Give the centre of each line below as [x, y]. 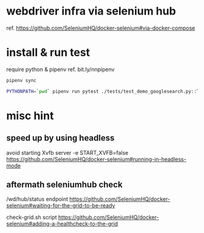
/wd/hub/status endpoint [37, 199]
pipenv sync [21, 80]
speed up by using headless [60, 138]
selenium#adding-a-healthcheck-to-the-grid [62, 224]
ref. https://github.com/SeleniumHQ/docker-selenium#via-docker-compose [101, 28]
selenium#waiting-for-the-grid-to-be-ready [61, 206]
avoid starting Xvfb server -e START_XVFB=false [67, 152]
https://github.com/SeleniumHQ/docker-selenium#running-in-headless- [96, 159]
